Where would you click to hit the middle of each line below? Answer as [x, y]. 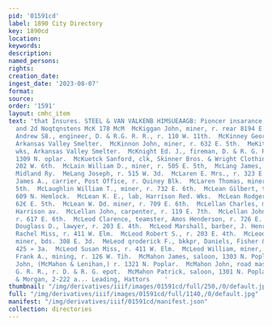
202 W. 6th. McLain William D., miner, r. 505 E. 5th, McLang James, [139, 167]
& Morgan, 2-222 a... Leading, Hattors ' [92, 279]
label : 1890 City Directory [56, 23]
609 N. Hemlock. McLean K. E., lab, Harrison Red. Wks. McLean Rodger [141, 196]
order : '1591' [32, 106]
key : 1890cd [28, 31]
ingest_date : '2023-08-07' [54, 83]
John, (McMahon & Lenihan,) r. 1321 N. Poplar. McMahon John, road [134, 264]
